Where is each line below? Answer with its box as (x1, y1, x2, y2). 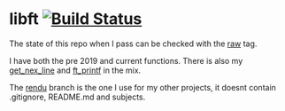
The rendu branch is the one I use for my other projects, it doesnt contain (9, 82, 277, 92)
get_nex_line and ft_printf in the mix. (9, 65, 142, 75)
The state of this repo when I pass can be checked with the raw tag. (9, 38, 258, 49)
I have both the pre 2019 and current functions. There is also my (9, 55, 243, 66)
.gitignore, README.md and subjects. (9, 91, 146, 102)
